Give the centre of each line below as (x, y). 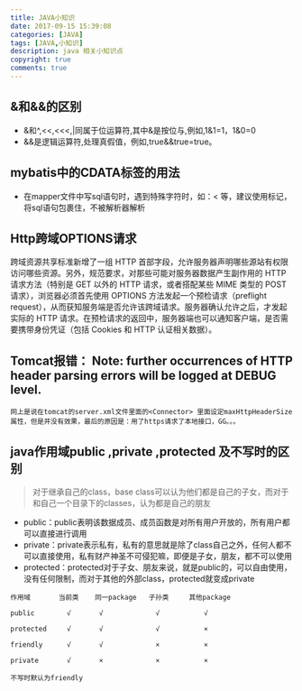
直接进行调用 (63, 533)
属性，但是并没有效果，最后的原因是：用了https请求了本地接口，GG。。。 (125, 422)
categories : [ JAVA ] (47, 34)
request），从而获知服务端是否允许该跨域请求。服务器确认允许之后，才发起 (149, 307)
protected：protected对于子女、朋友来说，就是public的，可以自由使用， (157, 567)
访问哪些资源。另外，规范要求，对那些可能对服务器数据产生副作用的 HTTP (148, 273)
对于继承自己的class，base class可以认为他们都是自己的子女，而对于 (160, 492)
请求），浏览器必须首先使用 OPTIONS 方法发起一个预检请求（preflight (138, 296)
